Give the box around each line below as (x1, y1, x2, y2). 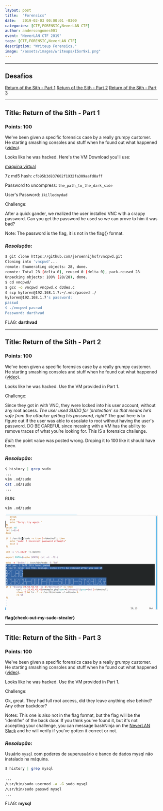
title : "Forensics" (5, 13, 47, 18)
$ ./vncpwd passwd (5, 305, 42, 311)
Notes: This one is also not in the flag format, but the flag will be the (5, 712, 141, 718)
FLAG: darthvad (5, 319, 37, 325)
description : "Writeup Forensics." (5, 44, 77, 49)
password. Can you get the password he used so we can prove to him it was (5, 216, 158, 222)
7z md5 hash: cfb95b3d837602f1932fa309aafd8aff (5, 173, 103, 179)
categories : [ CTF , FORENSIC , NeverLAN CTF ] (5, 23, 90, 28)
